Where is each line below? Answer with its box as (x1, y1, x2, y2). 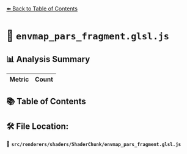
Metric (9, 75, 29, 83)
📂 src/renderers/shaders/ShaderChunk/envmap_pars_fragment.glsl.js (6, 141, 182, 148)
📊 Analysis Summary (6, 54, 90, 64)
